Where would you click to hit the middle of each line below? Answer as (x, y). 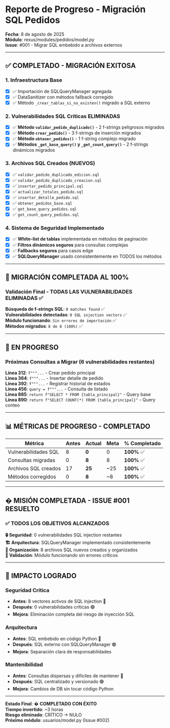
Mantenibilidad (24, 665)
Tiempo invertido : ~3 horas (34, 709)
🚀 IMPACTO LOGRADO (41, 575)
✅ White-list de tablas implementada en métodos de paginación (80, 239)
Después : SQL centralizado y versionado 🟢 (58, 681)
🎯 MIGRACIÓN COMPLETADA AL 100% (67, 277)
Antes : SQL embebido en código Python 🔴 (57, 639)
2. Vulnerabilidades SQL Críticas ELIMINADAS (63, 116)
